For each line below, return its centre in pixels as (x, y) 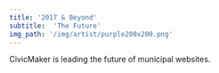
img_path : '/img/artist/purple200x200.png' (91, 34)
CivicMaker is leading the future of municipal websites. (110, 60)
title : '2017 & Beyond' (53, 17)
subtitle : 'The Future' (55, 26)
